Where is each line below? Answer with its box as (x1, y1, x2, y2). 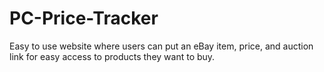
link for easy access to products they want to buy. (9, 50, 216, 62)
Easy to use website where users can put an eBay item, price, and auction (9, 40, 314, 52)
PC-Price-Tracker (9, 7, 159, 30)
